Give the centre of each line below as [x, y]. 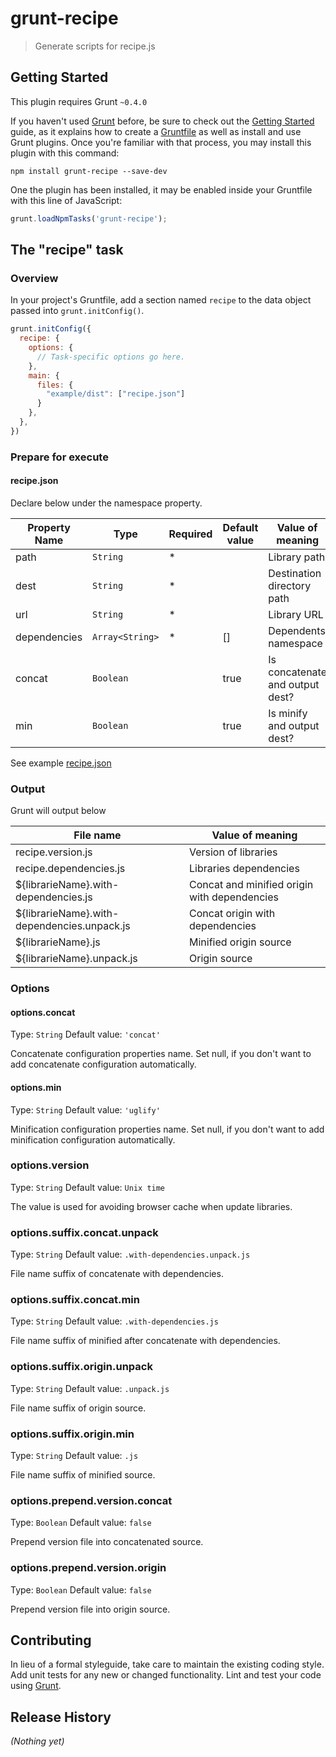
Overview [34, 278]
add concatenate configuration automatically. [103, 1064]
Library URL [296, 614]
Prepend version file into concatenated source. [107, 1542]
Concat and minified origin [251, 885]
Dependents [297, 630]
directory [290, 585]
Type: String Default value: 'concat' [85, 1034]
